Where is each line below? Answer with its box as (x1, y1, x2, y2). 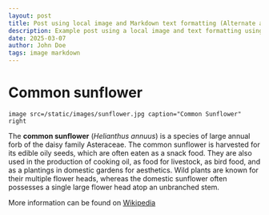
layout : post (8, 11, 52, 20)
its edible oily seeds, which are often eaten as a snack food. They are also (8, 148, 252, 157)
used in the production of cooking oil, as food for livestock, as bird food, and (8, 156, 261, 166)
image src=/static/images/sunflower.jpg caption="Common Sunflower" (8, 110, 242, 118)
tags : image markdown (8, 49, 81, 57)
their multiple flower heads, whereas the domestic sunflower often (8, 173, 227, 183)
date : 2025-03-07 (8, 34, 66, 43)
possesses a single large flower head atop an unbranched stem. (8, 182, 220, 192)
